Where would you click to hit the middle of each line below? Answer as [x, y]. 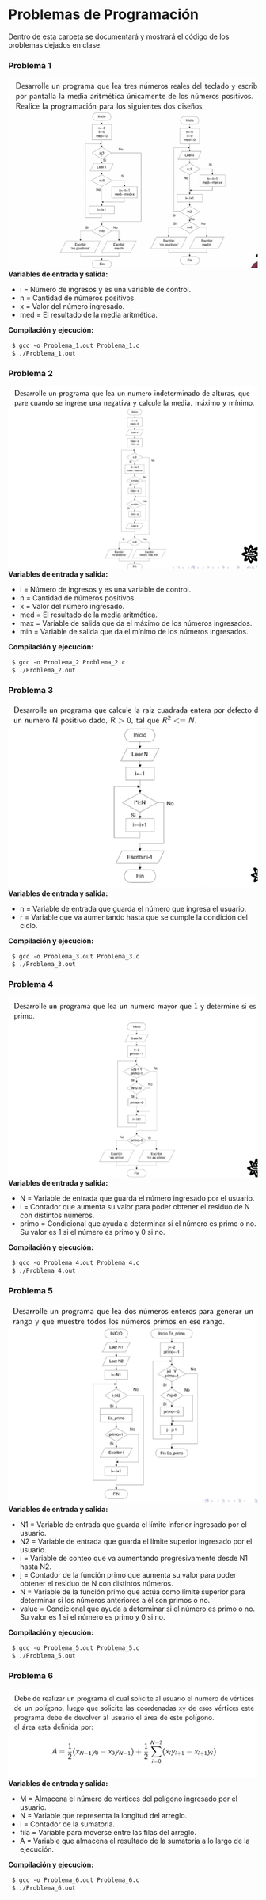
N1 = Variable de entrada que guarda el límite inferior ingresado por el [133, 1525]
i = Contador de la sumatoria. [67, 1824]
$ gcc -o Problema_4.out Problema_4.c [76, 1263]
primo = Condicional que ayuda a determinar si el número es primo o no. [138, 1224]
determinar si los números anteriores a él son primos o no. [115, 1601]
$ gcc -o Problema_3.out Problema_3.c [76, 957]
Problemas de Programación [104, 15]
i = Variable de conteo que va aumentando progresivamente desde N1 [133, 1559]
